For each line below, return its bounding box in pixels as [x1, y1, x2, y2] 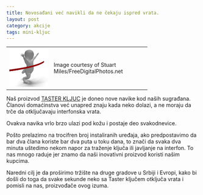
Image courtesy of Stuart [54, 61, 116, 69]
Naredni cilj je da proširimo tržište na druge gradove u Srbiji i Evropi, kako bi [6, 169, 197, 176]
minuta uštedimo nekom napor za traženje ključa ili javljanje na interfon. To [6, 144, 194, 151]
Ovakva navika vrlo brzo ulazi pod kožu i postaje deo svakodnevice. [6, 119, 177, 127]
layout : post [6, 16, 40, 22]
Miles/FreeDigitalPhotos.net [54, 67, 123, 75]
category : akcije [6, 22, 51, 29]
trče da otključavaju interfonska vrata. [6, 108, 102, 115]
